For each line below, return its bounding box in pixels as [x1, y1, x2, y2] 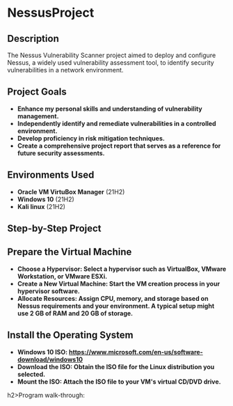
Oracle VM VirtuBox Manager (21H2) [17, 187, 125, 196]
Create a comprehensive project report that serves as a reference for [17, 141, 221, 150]
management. [17, 111, 59, 120]
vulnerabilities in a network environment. [7, 66, 124, 74]
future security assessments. [17, 148, 106, 157]
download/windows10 [17, 355, 83, 364]
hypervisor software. [17, 287, 80, 295]
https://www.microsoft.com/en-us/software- [68, 348, 203, 356]
